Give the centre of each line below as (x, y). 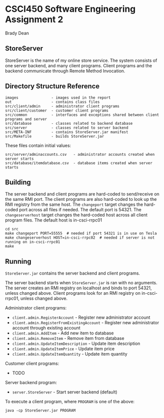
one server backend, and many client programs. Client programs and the (79, 65)
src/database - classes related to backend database (69, 123)
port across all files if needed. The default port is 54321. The (80, 210)
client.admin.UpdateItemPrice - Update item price (63, 349)
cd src (12, 229)
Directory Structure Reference (52, 86)
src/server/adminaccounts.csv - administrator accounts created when (80, 154)
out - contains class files (52, 102)
